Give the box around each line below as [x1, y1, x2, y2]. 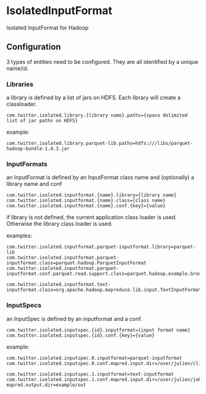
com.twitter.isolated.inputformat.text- [6, 282, 112, 288]
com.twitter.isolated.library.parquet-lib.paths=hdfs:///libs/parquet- [6, 141, 193, 147]
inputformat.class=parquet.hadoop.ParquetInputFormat [6, 260, 147, 266]
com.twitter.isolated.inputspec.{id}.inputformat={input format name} [6, 326, 191, 333]
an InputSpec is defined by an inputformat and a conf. [6, 315, 142, 322]
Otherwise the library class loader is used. [6, 220, 113, 228]
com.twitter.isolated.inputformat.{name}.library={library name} [6, 192, 177, 198]
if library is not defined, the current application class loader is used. [6, 214, 177, 221]
